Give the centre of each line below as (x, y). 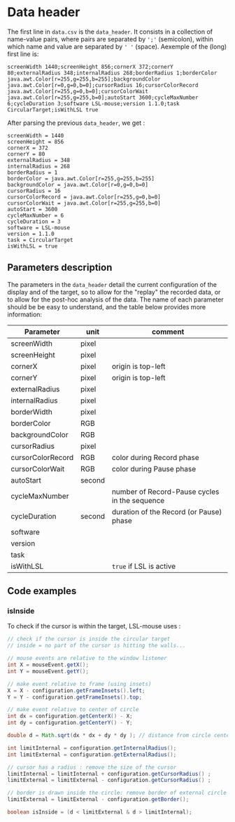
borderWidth (31, 412)
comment (168, 332)
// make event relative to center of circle (73, 710)
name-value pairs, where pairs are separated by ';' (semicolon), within (110, 39)
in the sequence (138, 500)
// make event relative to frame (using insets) (79, 684)
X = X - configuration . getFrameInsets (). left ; (76, 690)
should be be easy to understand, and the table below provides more (107, 306)
